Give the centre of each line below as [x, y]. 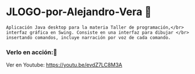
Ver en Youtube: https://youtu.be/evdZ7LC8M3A [64, 65]
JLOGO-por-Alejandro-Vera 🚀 [79, 12]
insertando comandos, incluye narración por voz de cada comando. [88, 37]
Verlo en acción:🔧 [32, 52]
